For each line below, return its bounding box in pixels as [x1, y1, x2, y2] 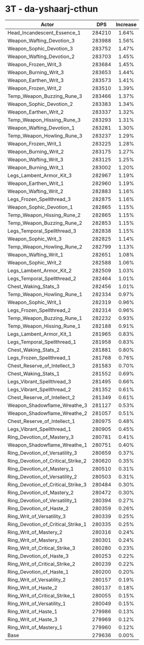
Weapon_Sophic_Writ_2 [7, 259, 62, 266]
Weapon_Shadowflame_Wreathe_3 [7, 402, 88, 408]
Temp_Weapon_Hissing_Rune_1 [7, 322, 81, 329]
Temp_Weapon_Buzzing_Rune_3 [7, 93, 82, 100]
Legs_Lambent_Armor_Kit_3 [7, 172, 72, 179]
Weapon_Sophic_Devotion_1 [7, 203, 73, 210]
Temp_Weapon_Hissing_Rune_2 [7, 211, 81, 218]
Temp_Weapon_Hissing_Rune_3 [7, 116, 81, 123]
